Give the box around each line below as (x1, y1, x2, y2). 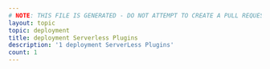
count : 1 (8, 48, 38, 56)
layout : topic (8, 19, 56, 27)
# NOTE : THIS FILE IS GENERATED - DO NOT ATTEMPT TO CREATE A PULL (8, 11, 239, 20)
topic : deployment (8, 26, 70, 34)
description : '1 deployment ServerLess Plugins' (8, 41, 174, 49)
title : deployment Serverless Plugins (8, 33, 138, 42)
